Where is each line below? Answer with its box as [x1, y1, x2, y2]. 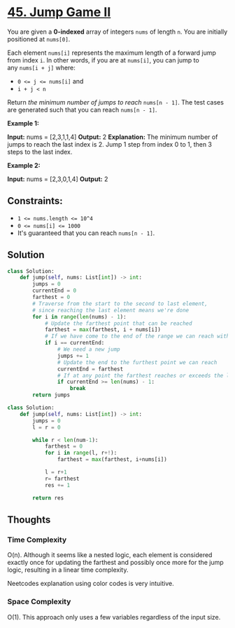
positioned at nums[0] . [7, 34, 71, 43]
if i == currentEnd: [44, 340, 105, 347]
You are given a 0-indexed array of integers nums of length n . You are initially [7, 27, 228, 36]
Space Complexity [7, 597, 71, 607]
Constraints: [7, 195, 63, 207]
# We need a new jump [57, 346, 120, 353]
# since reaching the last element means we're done [32, 307, 190, 314]
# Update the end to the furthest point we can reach [57, 359, 218, 366]
